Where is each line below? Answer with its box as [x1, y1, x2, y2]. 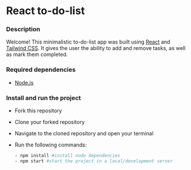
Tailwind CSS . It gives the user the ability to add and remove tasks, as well [6, 45, 186, 52]
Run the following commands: [14, 141, 87, 148]
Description [6, 25, 41, 34]
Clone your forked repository [14, 119, 85, 126]
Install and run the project [6, 94, 81, 102]
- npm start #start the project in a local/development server [14, 158, 173, 164]
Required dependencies [6, 66, 76, 74]
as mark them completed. [6, 51, 68, 58]
